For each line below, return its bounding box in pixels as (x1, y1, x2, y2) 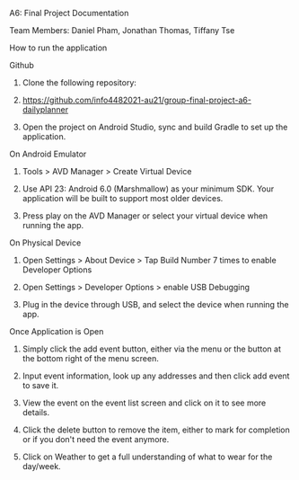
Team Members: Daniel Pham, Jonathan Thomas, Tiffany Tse (9, 25, 235, 35)
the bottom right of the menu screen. (22, 353, 159, 363)
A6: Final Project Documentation (9, 8, 129, 18)
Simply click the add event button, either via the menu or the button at (22, 343, 281, 354)
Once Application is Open (9, 326, 104, 336)
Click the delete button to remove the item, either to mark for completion (22, 424, 290, 435)
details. (22, 407, 50, 417)
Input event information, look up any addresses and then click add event (22, 370, 290, 381)
